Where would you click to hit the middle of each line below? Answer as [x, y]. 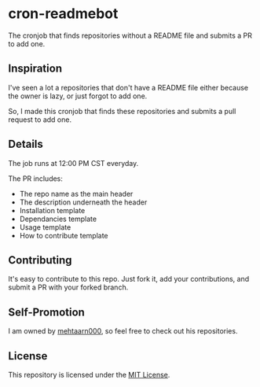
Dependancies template [58, 219]
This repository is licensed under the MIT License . [89, 375]
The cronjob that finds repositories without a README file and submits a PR [130, 35]
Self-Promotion [46, 312]
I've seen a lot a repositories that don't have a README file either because [128, 87]
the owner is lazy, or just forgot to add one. [78, 96]
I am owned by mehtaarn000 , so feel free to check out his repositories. [123, 331]
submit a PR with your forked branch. [68, 287]
